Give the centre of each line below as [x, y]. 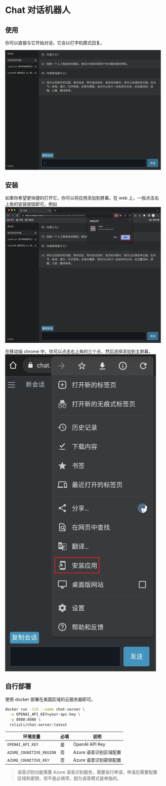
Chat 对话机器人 [38, 10]
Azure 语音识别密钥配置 [97, 760]
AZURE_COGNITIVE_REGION [32, 753]
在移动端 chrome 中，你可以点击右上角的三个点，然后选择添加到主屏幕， [79, 351]
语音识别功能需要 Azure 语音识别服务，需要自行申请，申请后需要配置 [87, 772]
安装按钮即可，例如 [38, 204]
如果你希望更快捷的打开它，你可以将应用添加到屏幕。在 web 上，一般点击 [80, 198]
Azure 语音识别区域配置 [97, 752]
